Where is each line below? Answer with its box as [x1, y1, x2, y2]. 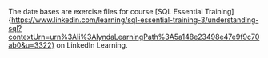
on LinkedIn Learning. [56, 41, 128, 50]
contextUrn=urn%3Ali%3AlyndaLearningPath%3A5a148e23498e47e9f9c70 [8, 32, 260, 41]
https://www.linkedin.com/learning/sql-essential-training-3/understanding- [10, 15, 259, 25]
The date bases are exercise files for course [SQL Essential [8, 7, 203, 16]
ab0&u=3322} [8, 41, 55, 50]
